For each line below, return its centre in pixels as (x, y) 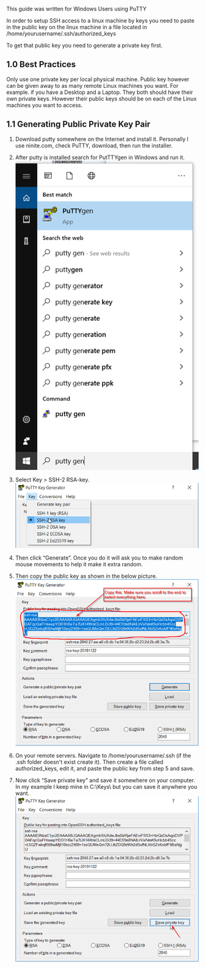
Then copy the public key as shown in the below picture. (86, 576)
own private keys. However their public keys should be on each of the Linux (102, 98)
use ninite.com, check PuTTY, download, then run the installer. (94, 145)
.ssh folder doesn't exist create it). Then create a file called (89, 762)
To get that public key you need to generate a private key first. (85, 45)
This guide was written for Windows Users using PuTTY (77, 9)
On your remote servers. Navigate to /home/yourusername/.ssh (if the (103, 756)
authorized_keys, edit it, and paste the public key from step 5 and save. (105, 769)
